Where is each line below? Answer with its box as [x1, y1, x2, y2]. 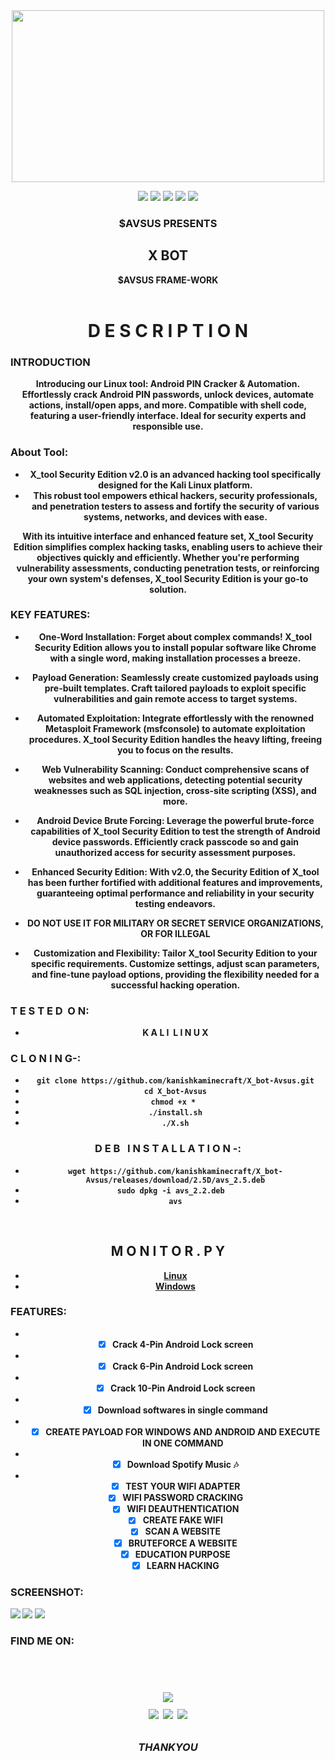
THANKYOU [138, 1740, 198, 1754]
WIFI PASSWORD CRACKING [122, 1492, 244, 1504]
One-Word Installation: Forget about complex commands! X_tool [38, 630, 313, 643]
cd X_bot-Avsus [143, 1087, 208, 1097]
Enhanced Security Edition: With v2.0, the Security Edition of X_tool [31, 865, 320, 878]
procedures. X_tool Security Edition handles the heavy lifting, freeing [28, 733, 322, 745]
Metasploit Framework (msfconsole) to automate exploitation [45, 722, 306, 734]
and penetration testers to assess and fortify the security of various [31, 500, 320, 512]
